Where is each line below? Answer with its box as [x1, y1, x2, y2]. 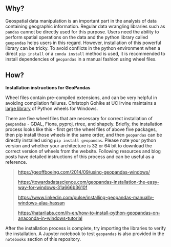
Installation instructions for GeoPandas [5, 84, 91, 90]
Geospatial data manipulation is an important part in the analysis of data [5, 17, 157, 24]
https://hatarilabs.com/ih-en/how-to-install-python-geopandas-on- [17, 210, 160, 216]
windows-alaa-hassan [17, 200, 65, 206]
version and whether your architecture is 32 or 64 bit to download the [5, 142, 152, 148]
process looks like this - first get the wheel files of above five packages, [5, 126, 157, 132]
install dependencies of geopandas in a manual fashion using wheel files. [5, 56, 157, 62]
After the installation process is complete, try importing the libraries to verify [5, 225, 166, 231]
